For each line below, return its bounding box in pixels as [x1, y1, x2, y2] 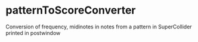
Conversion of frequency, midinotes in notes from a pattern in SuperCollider [5, 23, 192, 30]
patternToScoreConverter [5, 4, 136, 17]
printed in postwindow [5, 29, 61, 36]
